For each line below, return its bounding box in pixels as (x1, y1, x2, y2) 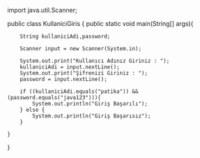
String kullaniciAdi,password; (20, 33, 111, 40)
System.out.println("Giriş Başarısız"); (32, 113, 151, 120)
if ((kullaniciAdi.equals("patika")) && (20, 88, 139, 95)
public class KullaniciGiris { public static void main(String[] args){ (7, 20, 194, 27)
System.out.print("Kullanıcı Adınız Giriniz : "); (20, 57, 170, 64)
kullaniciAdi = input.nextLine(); (20, 64, 120, 71)
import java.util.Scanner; (7, 6, 78, 14)
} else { (20, 106, 45, 113)
